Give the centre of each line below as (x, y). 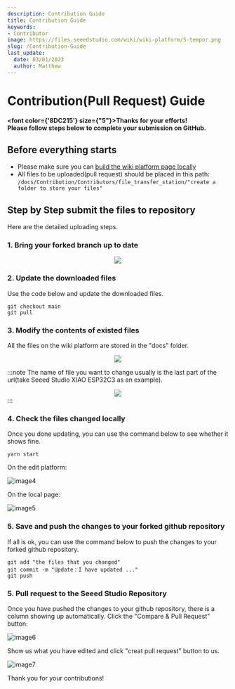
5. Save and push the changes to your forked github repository (116, 527)
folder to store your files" (60, 188)
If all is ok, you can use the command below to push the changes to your (112, 541)
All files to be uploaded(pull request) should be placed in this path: (113, 174)
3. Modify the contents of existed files (73, 330)
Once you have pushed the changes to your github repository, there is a (111, 608)
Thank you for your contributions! (56, 678)
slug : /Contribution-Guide (47, 46)
